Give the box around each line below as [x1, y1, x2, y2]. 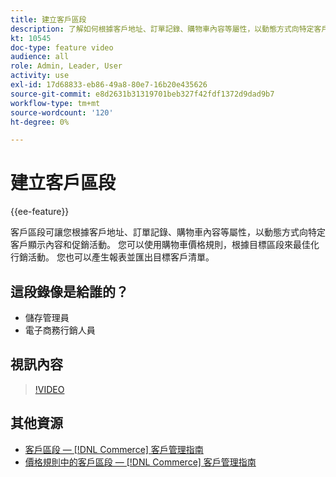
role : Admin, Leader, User [10, 61, 123, 71]
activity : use [10, 71, 70, 81]
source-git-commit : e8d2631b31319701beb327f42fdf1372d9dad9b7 [10, 89, 275, 99]
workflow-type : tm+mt [10, 98, 101, 108]
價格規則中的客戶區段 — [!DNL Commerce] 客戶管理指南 [24, 456, 257, 468]
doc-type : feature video [10, 42, 114, 53]
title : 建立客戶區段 [10, 14, 87, 25]
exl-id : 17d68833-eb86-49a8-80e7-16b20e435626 [10, 80, 208, 90]
